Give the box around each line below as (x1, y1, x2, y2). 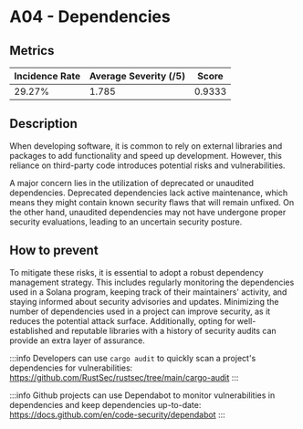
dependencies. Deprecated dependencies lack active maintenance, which (9, 187, 288, 198)
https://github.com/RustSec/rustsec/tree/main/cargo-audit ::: (9, 371, 239, 382)
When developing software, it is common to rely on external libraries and (9, 140, 283, 152)
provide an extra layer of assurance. (9, 335, 146, 346)
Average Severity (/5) (89, 70, 185, 82)
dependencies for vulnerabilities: (9, 362, 133, 373)
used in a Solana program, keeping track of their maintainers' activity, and (9, 286, 287, 298)
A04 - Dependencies (9, 6, 171, 27)
